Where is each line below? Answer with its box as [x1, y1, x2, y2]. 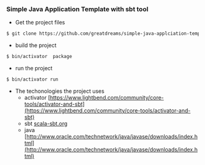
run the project [15, 65, 53, 72]
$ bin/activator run [6, 76, 59, 82]
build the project [15, 42, 57, 49]
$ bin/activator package [6, 54, 72, 60]
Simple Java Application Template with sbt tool [6, 5, 148, 13]
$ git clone [6, 31, 37, 37]
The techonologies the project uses [15, 87, 105, 95]
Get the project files [15, 19, 65, 26]
